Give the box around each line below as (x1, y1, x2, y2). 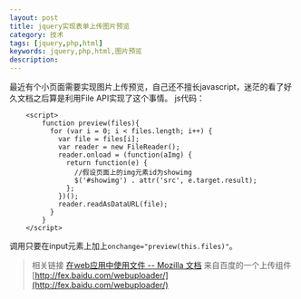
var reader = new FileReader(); (57, 142, 180, 151)
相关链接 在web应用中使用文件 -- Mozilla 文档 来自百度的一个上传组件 (31, 260, 292, 270)
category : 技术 (9, 30, 64, 39)
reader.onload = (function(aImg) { (57, 150, 193, 159)
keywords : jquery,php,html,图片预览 (9, 47, 142, 56)
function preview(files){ (42, 119, 141, 128)
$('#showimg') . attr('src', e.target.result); (73, 176, 257, 185)
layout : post (9, 13, 59, 23)
